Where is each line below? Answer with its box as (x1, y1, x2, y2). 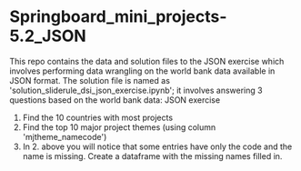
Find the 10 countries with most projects (22, 112, 174, 123)
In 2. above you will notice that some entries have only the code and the (22, 141, 293, 152)
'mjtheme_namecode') (22, 131, 107, 142)
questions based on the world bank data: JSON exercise (9, 94, 221, 106)
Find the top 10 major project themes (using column (22, 121, 216, 133)
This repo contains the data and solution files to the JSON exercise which (9, 55, 285, 66)
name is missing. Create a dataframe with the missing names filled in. (22, 150, 283, 161)
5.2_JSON (9, 25, 86, 46)
